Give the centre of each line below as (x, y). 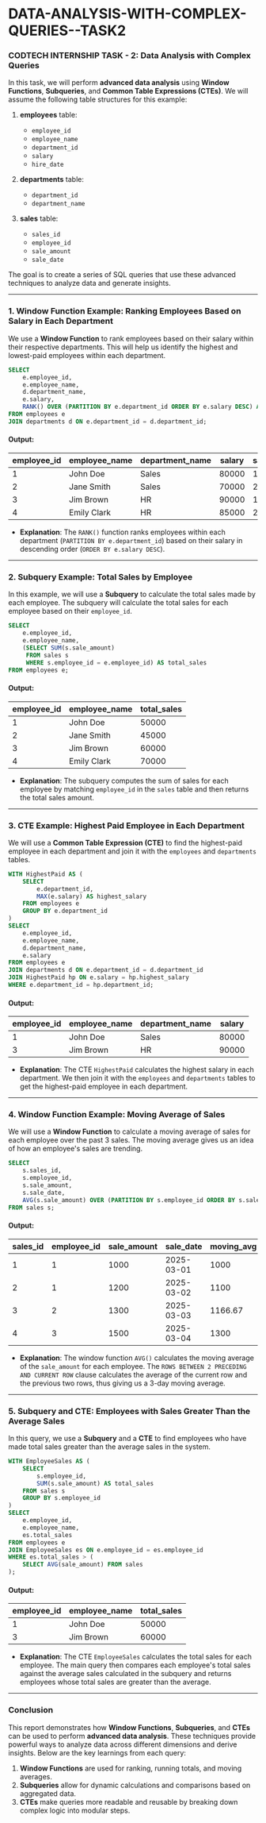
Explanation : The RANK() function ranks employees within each (122, 532)
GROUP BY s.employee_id (62, 1498)
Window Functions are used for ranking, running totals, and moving (131, 1768)
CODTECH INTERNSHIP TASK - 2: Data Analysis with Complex (130, 56)
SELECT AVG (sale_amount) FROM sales (83, 1565)
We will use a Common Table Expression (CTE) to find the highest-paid (125, 842)
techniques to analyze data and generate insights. (90, 283)
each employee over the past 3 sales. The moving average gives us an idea (131, 1140)
